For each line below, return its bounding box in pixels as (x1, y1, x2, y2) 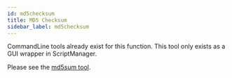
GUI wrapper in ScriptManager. (7, 49, 97, 58)
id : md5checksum (7, 10, 55, 17)
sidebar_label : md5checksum (7, 23, 90, 30)
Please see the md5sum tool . (7, 63, 91, 72)
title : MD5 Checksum (7, 17, 68, 24)
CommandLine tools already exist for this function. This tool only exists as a (7, 42, 226, 51)
